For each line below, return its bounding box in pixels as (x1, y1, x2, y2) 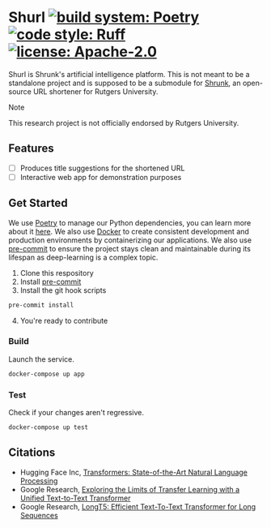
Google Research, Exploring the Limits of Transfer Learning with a (19, 484, 240, 494)
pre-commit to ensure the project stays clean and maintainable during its (8, 243, 251, 253)
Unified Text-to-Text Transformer (19, 493, 131, 503)
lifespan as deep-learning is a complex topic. (8, 252, 159, 262)
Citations (8, 446, 56, 460)
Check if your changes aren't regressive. (8, 408, 144, 418)
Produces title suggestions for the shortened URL (19, 163, 185, 173)
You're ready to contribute (19, 316, 108, 325)
